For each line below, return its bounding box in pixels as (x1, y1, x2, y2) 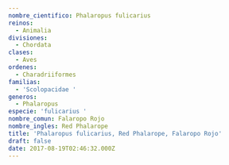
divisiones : (8, 33, 48, 42)
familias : (8, 78, 41, 86)
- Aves (15, 56, 37, 64)
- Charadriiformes (15, 71, 77, 79)
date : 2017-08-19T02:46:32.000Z (8, 144, 115, 152)
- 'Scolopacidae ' (15, 85, 77, 94)
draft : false (8, 136, 52, 145)
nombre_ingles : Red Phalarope (8, 122, 109, 130)
